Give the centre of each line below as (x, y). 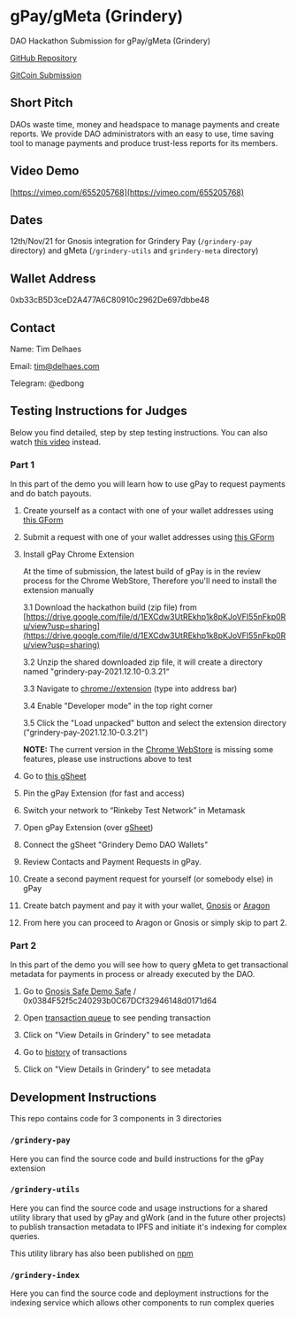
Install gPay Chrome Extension (79, 554)
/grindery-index (45, 1275)
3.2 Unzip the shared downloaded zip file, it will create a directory (143, 662)
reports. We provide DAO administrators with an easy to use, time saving (142, 134)
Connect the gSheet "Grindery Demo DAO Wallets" (115, 845)
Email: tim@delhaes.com (55, 366)
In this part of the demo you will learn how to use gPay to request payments (148, 484)
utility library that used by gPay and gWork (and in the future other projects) (148, 1217)
